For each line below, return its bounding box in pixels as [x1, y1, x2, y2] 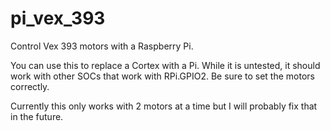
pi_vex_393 [10, 7, 106, 30]
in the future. [10, 110, 64, 122]
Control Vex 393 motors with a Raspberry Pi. [10, 40, 194, 52]
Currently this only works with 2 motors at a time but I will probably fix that [10, 100, 318, 112]
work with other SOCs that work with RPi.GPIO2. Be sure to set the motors [10, 70, 315, 82]
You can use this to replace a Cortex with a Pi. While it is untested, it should [10, 59, 321, 71]
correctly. [10, 80, 50, 92]
